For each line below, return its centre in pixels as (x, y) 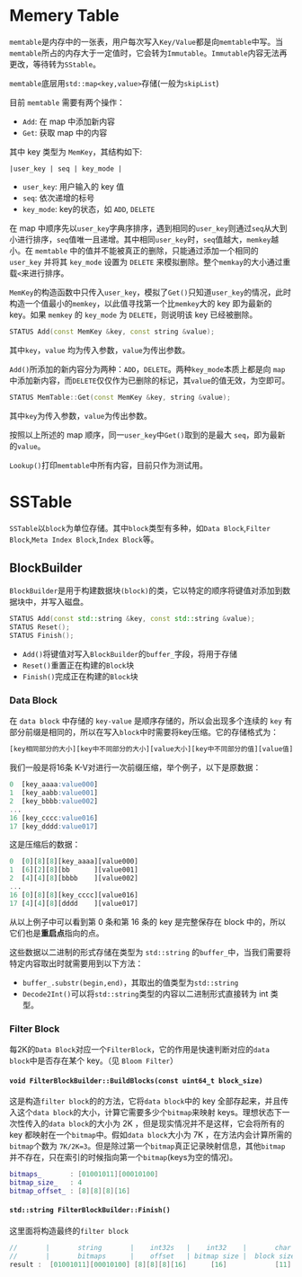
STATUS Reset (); (40, 627)
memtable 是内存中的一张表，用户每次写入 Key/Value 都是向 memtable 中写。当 (146, 41)
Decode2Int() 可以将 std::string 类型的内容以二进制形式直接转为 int (145, 993)
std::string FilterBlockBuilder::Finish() (90, 1210)
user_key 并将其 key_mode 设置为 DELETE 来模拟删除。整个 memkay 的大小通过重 (150, 262)
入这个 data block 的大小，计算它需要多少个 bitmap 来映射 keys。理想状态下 (146, 1113)
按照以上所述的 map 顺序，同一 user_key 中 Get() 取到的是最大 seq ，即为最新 (147, 435)
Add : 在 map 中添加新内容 (68, 121)
